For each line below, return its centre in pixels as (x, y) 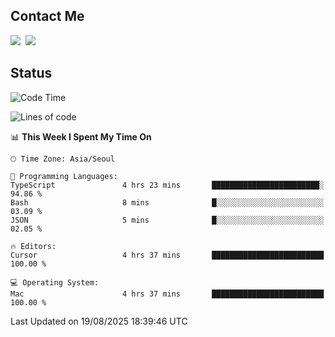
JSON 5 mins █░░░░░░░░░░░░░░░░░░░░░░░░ (167, 220)
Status (31, 73)
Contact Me (47, 16)
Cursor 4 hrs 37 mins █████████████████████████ (167, 255)
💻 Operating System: (55, 282)
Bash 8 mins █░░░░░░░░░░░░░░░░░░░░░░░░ (167, 202)
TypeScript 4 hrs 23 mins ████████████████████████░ (167, 185)
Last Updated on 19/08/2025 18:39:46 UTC (99, 321)
